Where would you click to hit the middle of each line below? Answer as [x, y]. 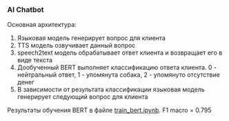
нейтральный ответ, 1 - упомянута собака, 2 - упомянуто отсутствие [119, 75]
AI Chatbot [26, 10]
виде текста [35, 60]
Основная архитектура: [42, 25]
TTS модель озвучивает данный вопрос [76, 46]
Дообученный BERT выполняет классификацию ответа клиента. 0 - [117, 68]
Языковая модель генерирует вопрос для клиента [91, 38]
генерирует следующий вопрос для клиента [82, 97]
